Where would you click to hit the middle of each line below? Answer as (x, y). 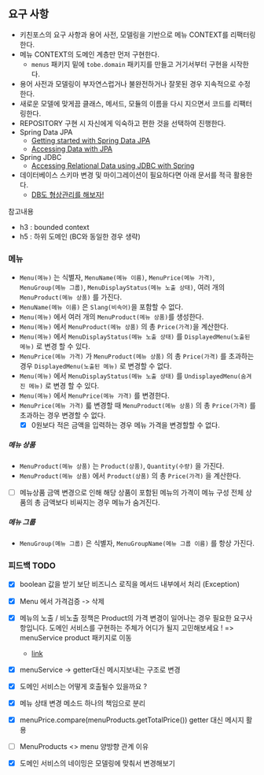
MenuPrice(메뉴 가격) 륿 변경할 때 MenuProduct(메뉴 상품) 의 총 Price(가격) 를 (138, 406)
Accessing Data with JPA (71, 149)
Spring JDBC (40, 157)
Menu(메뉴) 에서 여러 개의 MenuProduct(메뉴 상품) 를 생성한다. (112, 317)
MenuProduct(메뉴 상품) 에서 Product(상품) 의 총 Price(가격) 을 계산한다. (130, 476)
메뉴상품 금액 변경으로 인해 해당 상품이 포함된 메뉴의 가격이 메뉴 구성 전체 (132, 493)
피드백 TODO (32, 565)
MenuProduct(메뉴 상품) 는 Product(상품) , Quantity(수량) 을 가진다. (122, 466)
